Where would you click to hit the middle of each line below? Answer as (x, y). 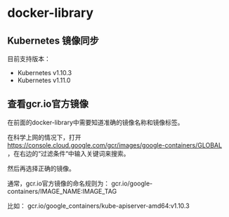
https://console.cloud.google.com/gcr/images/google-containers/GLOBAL (115, 145)
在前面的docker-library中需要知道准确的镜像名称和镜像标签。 (96, 122)
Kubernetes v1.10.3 (45, 73)
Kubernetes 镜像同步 (53, 40)
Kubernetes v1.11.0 (44, 80)
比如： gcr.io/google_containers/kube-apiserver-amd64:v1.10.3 (98, 206)
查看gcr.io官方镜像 (48, 104)
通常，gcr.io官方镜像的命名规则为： (59, 183)
